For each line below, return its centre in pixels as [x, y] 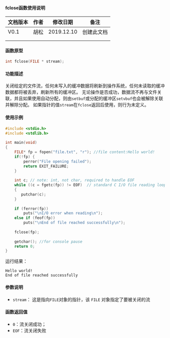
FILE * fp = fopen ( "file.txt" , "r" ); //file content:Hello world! [85, 152]
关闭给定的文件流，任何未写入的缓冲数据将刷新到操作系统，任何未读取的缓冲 [85, 86]
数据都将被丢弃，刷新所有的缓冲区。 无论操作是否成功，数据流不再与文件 [81, 92]
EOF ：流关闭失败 [29, 330]
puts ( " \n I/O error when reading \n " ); [63, 213]
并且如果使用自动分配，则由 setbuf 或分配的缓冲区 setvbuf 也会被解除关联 [89, 98]
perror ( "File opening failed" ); [58, 161]
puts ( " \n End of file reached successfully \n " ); [74, 223]
